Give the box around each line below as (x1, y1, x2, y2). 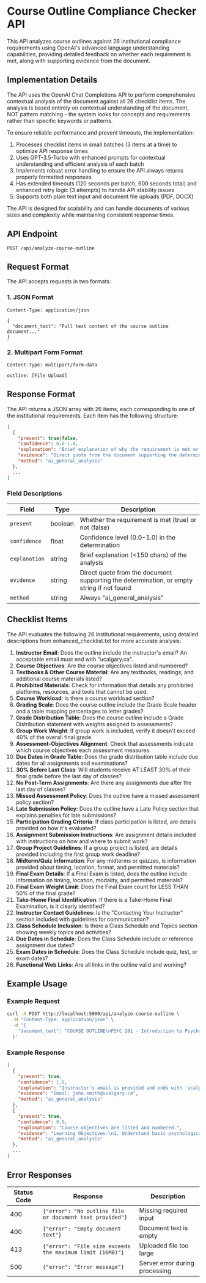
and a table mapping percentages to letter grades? (15, 707, 144, 715)
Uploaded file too (139, 1241, 189, 1249)
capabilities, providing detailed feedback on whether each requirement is (7, 50, 191, 58)
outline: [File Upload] (7, 372, 68, 379)
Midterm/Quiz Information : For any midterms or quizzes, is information (15, 857, 196, 864)
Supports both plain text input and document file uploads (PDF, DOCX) (15, 193, 194, 200)
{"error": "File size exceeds (42, 1243, 131, 1249)
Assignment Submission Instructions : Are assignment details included (15, 831, 196, 838)
